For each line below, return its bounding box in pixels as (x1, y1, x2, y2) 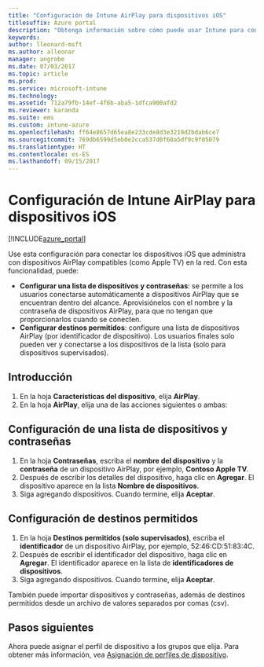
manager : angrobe (8, 56, 65, 64)
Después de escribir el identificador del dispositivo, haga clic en (19, 549, 228, 559)
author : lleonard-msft (8, 41, 82, 49)
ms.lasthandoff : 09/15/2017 (8, 158, 101, 166)
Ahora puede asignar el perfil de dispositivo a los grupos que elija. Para (8, 642, 240, 651)
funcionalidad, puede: (8, 266, 79, 276)
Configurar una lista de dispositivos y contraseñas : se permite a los (19, 281, 244, 291)
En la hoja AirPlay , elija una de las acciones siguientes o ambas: (19, 400, 228, 409)
